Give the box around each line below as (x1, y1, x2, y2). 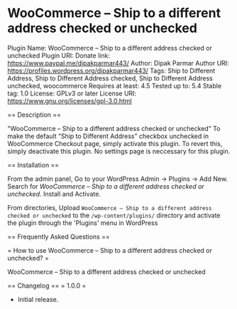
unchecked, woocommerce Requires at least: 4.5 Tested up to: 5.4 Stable (7, 81, 222, 90)
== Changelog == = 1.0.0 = (7, 281, 87, 290)
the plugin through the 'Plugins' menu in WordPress (7, 219, 158, 227)
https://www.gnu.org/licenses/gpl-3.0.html (7, 96, 133, 105)
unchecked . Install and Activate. (7, 189, 101, 198)
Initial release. (17, 295, 59, 303)
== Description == (7, 110, 62, 119)
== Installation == (7, 160, 60, 169)
